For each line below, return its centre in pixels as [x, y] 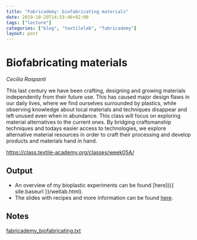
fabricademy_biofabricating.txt [44, 231]
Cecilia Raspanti [26, 79]
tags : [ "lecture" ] [29, 22]
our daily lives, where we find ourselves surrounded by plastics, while [91, 103]
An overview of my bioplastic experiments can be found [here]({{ [94, 185]
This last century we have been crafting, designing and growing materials [96, 91]
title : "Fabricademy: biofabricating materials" [67, 12]
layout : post [22, 34]
